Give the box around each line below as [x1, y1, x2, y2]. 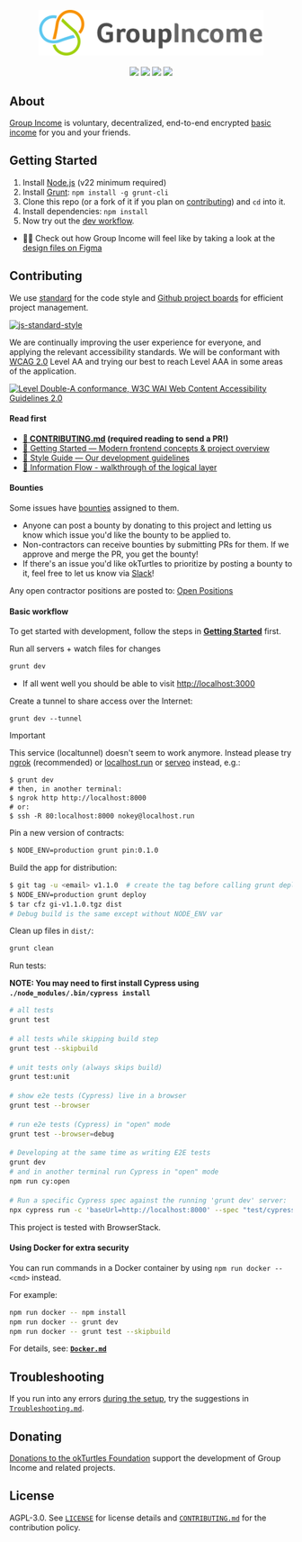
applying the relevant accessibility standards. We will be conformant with [9, 346, 280, 357]
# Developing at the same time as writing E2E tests [9, 1148, 211, 1157]
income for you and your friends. [9, 127, 131, 138]
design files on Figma [22, 242, 102, 253]
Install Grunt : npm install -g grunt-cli [22, 186, 169, 197]
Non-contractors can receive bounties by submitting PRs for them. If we [22, 539, 289, 549]
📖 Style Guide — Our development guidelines [22, 452, 191, 463]
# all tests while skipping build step [9, 1034, 159, 1043]
